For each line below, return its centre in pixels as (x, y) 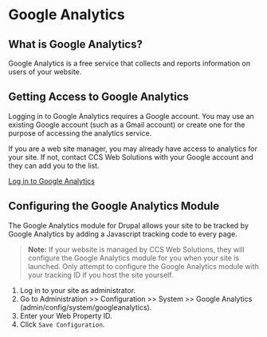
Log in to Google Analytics (52, 180)
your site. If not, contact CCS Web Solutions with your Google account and (131, 157)
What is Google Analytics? (76, 44)
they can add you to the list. (54, 165)
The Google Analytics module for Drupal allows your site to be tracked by (129, 225)
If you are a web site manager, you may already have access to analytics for (133, 149)
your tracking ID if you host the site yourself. (100, 275)
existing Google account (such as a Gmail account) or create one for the (127, 125)
